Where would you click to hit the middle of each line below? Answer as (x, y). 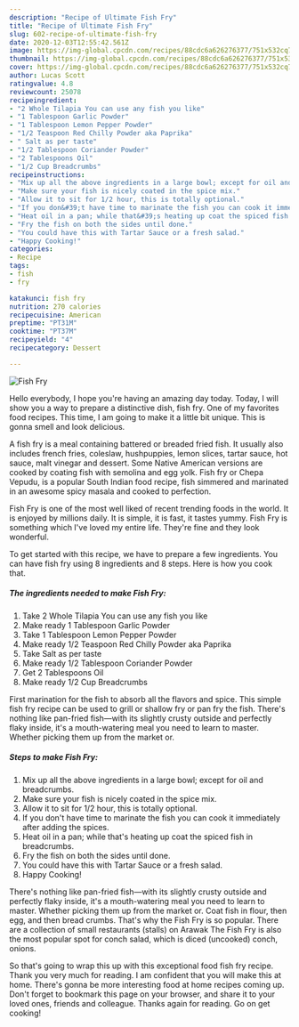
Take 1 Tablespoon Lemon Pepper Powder (99, 635)
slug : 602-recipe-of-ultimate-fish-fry (83, 34)
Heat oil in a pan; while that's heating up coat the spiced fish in (137, 837)
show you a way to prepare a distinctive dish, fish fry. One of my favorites (144, 408)
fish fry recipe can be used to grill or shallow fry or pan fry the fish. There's (148, 708)
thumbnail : (29, 59)
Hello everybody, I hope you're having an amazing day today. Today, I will (144, 398)
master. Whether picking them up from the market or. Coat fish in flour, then (148, 910)
